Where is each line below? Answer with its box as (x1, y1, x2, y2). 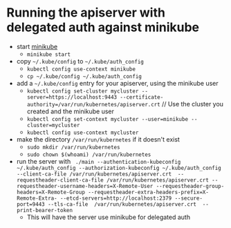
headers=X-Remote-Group (16, 189, 86, 196)
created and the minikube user (26, 107, 115, 115)
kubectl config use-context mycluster (26, 129, 139, 136)
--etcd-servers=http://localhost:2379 (60, 195, 172, 202)
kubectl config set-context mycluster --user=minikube (26, 115, 188, 122)
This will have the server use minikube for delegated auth (26, 213, 191, 221)
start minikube (16, 42, 58, 50)
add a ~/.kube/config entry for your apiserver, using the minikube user (16, 79, 219, 87)
